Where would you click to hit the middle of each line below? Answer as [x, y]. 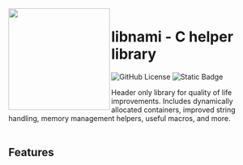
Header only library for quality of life [172, 92]
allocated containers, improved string [174, 110]
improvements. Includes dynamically [172, 101]
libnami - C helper [172, 37]
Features [31, 152]
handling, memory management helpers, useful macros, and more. [119, 118]
